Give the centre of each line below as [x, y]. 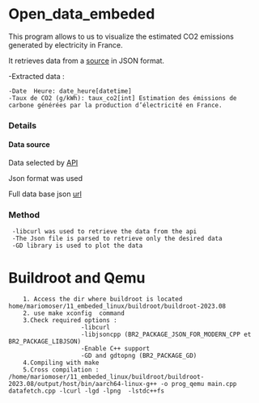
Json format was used [46, 178]
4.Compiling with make [61, 363]
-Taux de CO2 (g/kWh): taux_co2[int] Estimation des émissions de [123, 98]
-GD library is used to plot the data [77, 246]
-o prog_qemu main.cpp [199, 384]
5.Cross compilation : [61, 370]
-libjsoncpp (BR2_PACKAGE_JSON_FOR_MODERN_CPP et [166, 335]
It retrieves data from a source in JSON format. [86, 61]
